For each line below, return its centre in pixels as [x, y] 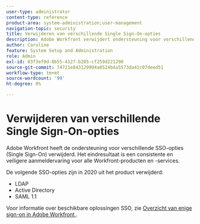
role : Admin [21, 56]
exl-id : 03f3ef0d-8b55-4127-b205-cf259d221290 [65, 62]
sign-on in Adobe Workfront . [42, 214]
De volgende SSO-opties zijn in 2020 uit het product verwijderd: [85, 172]
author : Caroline [28, 45]
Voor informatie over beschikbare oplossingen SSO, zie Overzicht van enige [99, 208]
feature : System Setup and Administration [60, 51]
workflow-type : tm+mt [33, 73]
